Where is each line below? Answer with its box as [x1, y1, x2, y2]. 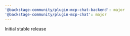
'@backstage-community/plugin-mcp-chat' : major [5, 12, 107, 17]
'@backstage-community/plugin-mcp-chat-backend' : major [5, 7, 125, 12]
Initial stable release [5, 25, 47, 31]
